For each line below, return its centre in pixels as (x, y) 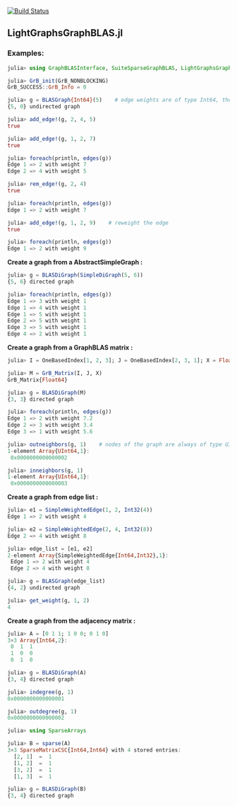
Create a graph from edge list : (53, 497)
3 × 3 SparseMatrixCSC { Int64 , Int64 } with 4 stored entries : (94, 750)
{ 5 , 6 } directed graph (41, 282)
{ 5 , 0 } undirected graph (44, 107)
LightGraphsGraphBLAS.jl (65, 33)
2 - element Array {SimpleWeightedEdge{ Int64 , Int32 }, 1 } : (88, 555)
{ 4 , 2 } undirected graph (44, 588)
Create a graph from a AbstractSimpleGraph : (75, 263)
